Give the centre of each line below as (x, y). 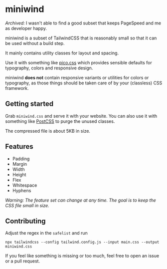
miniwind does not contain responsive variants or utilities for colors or (77, 77)
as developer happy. (26, 28)
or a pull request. (23, 261)
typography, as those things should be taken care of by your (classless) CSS (84, 83)
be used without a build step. (35, 43)
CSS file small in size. (27, 205)
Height (19, 174)
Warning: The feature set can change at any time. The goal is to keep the (81, 200)
